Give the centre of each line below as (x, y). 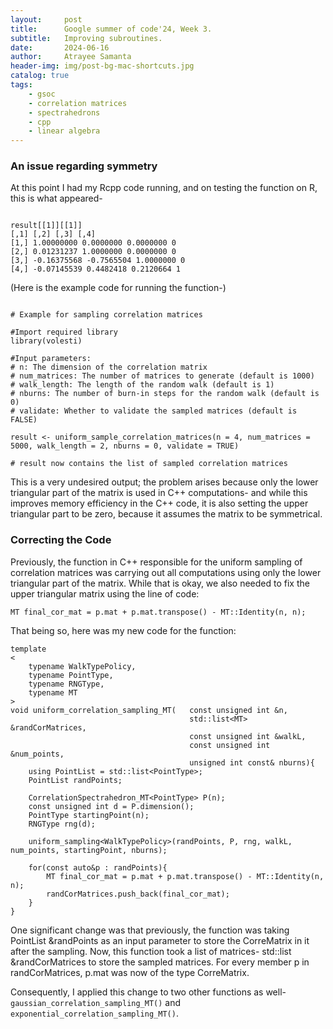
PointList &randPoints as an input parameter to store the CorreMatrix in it (160, 940)
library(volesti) (46, 341)
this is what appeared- (56, 198)
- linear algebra (64, 131)
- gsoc (42, 94)
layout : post (46, 19)
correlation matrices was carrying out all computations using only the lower (166, 572)
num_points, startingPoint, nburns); (89, 850)
